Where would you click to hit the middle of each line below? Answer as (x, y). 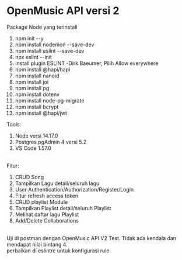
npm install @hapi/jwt (41, 113)
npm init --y (29, 38)
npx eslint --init (33, 57)
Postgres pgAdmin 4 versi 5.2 (51, 142)
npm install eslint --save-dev (50, 50)
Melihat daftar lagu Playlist (47, 214)
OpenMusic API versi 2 (63, 11)
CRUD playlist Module (41, 202)
